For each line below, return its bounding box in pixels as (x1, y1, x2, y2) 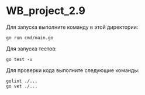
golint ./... (6, 78, 38, 84)
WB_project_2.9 (6, 4, 86, 18)
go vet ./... (6, 83, 38, 89)
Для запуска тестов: (6, 45, 57, 52)
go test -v (6, 56, 33, 62)
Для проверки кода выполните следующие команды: (6, 66, 140, 74)
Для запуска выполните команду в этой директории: (6, 23, 139, 30)
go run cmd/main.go (6, 35, 54, 40)
